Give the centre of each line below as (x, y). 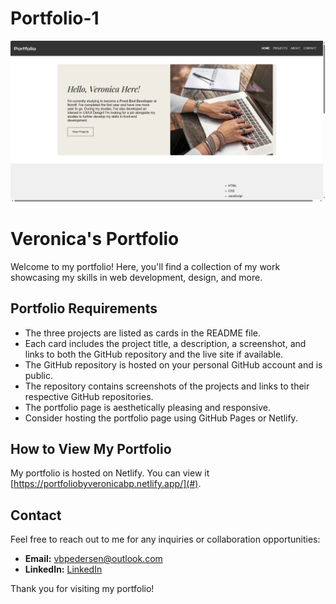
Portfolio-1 (55, 18)
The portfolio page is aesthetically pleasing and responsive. (147, 407)
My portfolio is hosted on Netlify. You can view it (110, 473)
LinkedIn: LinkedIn (63, 569)
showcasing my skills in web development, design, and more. (136, 277)
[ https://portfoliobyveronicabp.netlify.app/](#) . (106, 484)
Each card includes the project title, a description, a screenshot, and (165, 343)
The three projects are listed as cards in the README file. (143, 333)
